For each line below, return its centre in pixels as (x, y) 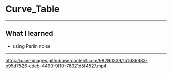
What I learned (29, 34)
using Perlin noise (31, 46)
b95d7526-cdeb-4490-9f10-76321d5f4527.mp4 (56, 66)
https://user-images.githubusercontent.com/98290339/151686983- (77, 60)
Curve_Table (33, 9)
